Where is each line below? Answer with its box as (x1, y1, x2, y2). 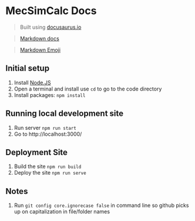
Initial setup (5, 63, 50, 73)
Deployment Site (5, 147, 68, 157)
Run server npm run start (14, 124, 77, 131)
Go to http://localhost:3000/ (14, 130, 82, 138)
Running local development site (5, 109, 124, 119)
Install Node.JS (14, 79, 51, 86)
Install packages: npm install (14, 91, 86, 98)
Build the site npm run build (14, 163, 82, 170)
